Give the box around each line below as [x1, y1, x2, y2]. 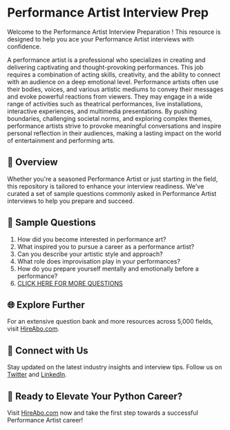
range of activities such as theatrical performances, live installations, [7, 99, 203, 108]
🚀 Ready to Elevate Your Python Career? [7, 390, 183, 402]
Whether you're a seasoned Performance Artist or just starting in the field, [7, 175, 218, 183]
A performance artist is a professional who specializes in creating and [7, 55, 206, 63]
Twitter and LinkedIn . [7, 371, 67, 379]
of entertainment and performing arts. [7, 136, 115, 144]
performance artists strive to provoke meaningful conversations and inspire [7, 121, 222, 130]
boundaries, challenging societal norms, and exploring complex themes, [7, 114, 213, 122]
